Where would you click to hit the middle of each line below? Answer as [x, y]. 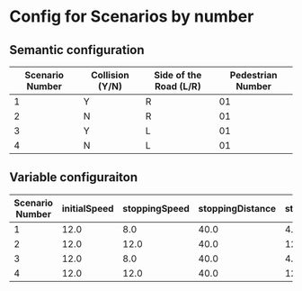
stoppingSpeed [156, 208]
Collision [110, 75]
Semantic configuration [77, 50]
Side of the [178, 75]
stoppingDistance [237, 208]
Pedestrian [253, 75]
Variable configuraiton [74, 177]
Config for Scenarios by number [132, 17]
